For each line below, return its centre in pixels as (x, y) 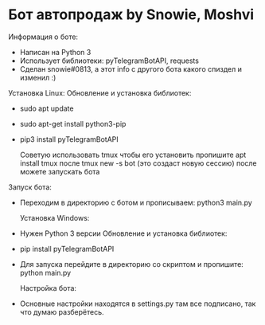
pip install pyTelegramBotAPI (67, 249)
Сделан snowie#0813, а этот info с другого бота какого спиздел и (131, 69)
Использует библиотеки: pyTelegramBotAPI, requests (109, 61)
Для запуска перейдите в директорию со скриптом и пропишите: (132, 264)
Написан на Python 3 (55, 52)
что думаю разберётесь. (62, 311)
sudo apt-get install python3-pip (73, 123)
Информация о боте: (43, 37)
